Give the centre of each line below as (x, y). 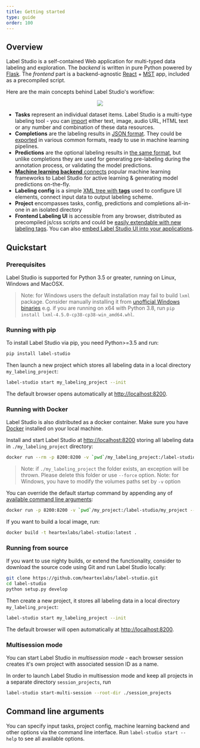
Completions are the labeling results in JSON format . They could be (98, 134)
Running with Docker (37, 409)
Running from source (37, 548)
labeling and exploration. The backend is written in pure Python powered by (99, 68)
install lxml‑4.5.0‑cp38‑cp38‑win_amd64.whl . (78, 314)
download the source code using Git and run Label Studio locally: (86, 567)
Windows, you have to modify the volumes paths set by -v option (101, 481)
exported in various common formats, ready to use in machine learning (102, 140)
